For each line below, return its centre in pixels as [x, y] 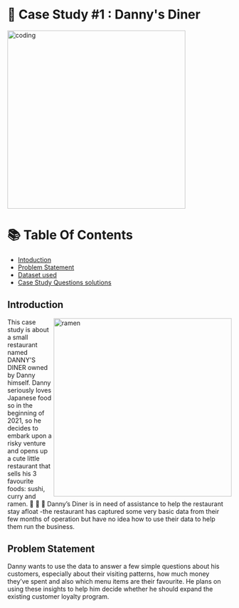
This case [22, 322]
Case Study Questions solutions [64, 282]
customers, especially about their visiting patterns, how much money [108, 574]
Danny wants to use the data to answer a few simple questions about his [113, 566]
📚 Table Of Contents [70, 235]
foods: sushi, [26, 488]
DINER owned [28, 367]
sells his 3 [22, 473]
